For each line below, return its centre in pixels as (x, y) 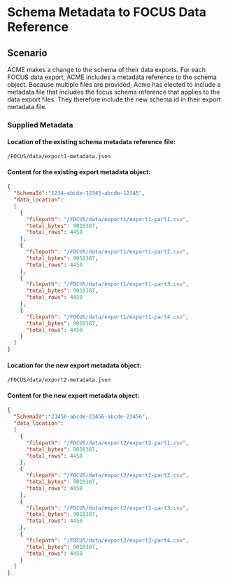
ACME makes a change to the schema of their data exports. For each (107, 70)
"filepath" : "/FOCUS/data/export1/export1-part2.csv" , (107, 252)
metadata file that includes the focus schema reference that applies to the (114, 92)
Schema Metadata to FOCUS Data (107, 12)
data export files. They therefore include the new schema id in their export (114, 99)
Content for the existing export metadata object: (79, 171)
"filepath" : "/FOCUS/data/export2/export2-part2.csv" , (107, 476)
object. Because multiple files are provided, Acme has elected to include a (114, 84)
